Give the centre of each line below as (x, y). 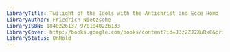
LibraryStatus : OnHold (39, 38)
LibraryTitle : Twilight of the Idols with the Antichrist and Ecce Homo (113, 13)
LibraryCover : (27, 32)
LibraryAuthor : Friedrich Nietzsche (59, 20)
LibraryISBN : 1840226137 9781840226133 (64, 26)
